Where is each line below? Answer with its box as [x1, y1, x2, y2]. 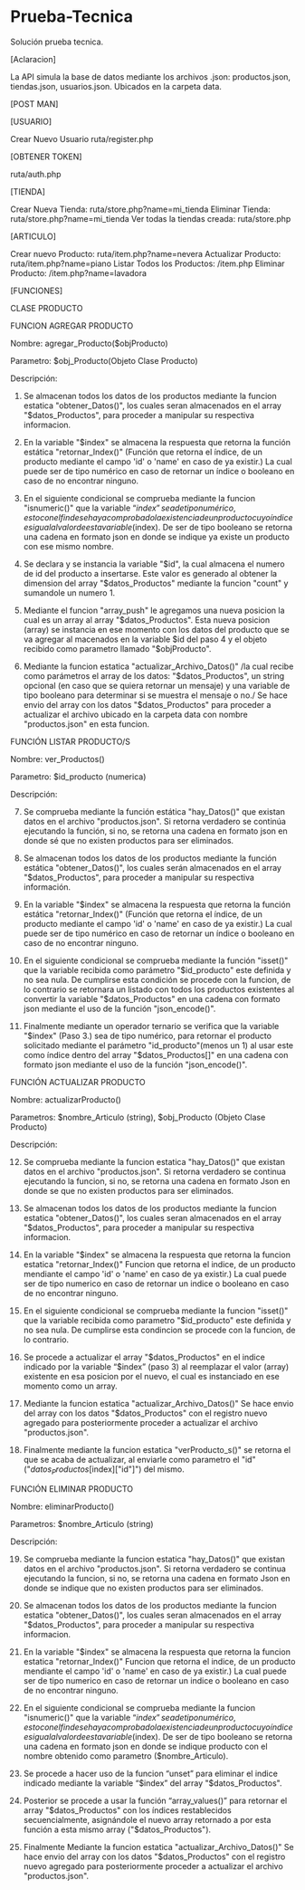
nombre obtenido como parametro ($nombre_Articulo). [23, 1750, 229, 1761]
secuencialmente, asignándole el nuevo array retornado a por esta [23, 1814, 272, 1825]
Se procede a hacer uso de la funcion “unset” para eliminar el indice [23, 1768, 279, 1779]
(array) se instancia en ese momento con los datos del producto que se [23, 624, 291, 635]
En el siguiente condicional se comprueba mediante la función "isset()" [23, 955, 289, 966]
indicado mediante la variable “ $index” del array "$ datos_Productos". [23, 1777, 282, 1789]
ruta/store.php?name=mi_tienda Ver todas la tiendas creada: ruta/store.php [10, 213, 291, 224]
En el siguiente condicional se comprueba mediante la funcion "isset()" [23, 1305, 289, 1316]
